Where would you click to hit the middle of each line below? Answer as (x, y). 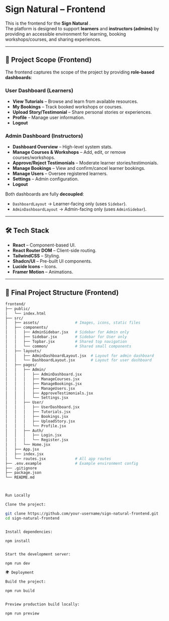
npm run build (20, 591)
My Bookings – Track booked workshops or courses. (68, 107)
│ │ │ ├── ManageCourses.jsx (43, 379)
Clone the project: (26, 505)
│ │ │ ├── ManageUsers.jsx (40, 388)
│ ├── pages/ (21, 365)
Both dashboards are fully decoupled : (45, 194)
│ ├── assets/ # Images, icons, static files (73, 323)
